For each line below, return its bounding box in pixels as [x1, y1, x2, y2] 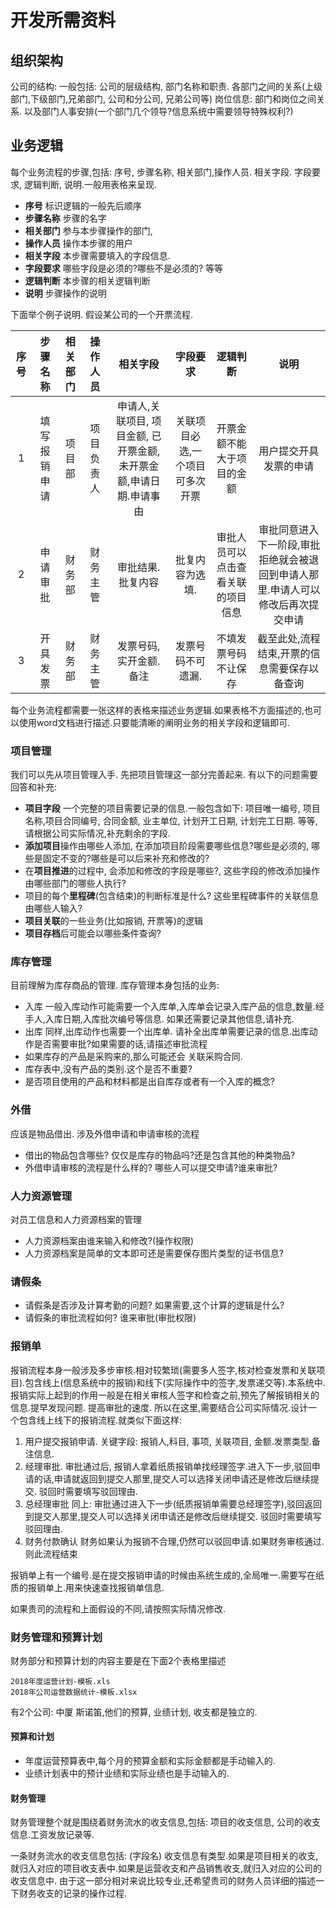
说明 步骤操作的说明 [24, 287, 107, 299]
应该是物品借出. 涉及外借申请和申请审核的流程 [10, 1127, 200, 1140]
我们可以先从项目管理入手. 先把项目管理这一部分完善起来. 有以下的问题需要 [10, 769, 318, 781]
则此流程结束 [24, 1547, 78, 1560]
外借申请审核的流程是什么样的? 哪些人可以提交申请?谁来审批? [24, 1161, 278, 1173]
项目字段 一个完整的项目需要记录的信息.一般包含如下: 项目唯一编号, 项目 [24, 802, 321, 815]
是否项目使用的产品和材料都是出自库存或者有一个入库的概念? [24, 1076, 275, 1088]
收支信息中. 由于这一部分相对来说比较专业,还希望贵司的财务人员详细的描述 [10, 1875, 317, 1887]
